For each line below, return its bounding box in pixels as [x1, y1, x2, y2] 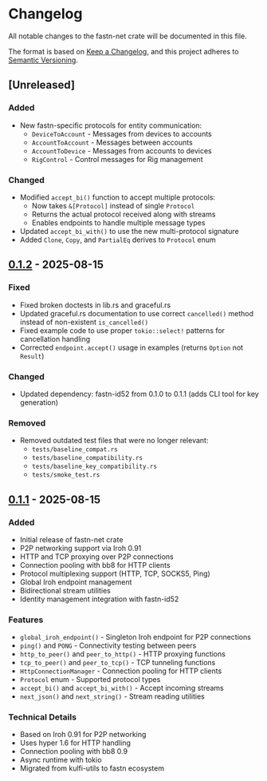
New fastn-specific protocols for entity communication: [19, 121, 202, 130]
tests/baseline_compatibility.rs [31, 454, 143, 462]
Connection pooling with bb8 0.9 [19, 747, 128, 756]
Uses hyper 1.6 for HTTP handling [19, 738, 132, 747]
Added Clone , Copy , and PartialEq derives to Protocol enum [19, 235, 217, 244]
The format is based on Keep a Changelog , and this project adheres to [8, 46, 239, 56]
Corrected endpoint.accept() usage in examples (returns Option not [19, 343, 244, 352]
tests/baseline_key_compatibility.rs [31, 462, 158, 471]
